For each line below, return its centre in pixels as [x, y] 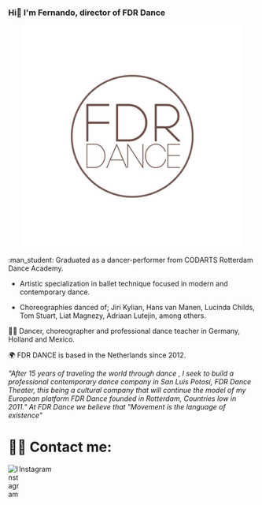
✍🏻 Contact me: [60, 447]
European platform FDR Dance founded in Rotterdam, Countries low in [122, 398]
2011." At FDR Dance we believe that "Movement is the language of [117, 407]
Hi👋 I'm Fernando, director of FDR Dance [87, 13]
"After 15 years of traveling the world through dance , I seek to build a [121, 373]
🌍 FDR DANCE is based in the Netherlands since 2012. [97, 355]
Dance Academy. [36, 268]
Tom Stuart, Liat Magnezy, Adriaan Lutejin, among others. [113, 316]
